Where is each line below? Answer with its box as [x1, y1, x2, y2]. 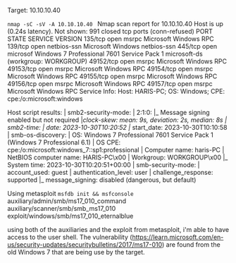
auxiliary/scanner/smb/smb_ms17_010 [7, 204, 116, 212]
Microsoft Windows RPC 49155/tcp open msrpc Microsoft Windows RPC [7, 72, 218, 80]
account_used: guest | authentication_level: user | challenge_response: [7, 169, 213, 176]
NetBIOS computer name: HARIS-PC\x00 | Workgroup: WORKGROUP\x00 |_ [7, 153, 228, 161]
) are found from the [161, 240, 221, 249]
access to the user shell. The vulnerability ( [7, 233, 132, 241]
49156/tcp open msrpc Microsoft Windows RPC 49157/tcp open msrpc [7, 80, 213, 87]
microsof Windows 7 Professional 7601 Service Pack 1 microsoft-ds [7, 49, 203, 58]
